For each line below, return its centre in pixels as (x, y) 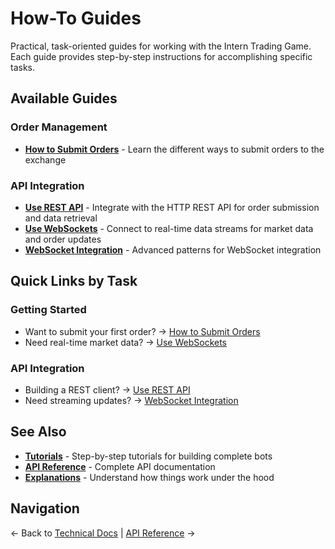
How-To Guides (76, 18)
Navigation (45, 508)
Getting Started (48, 310)
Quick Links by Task (74, 281)
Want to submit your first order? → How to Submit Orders (142, 331)
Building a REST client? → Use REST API (107, 389)
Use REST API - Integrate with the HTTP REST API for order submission (172, 207)
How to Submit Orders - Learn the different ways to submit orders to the (174, 149)
